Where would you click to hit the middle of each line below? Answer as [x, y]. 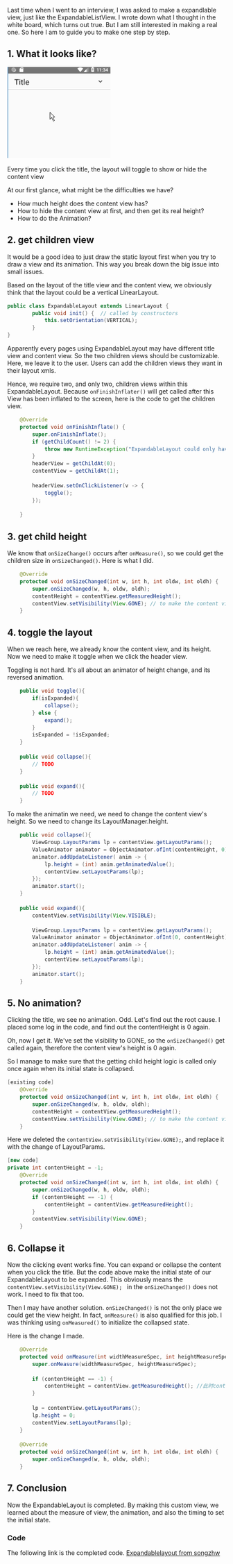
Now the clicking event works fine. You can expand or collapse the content [114, 1265]
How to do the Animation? [54, 218]
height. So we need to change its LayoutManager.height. [88, 821]
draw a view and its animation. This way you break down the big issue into [113, 264]
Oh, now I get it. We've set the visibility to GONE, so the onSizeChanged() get [116, 1041]
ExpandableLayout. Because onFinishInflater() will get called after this [111, 391]
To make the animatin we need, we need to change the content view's [107, 814]
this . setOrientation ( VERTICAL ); [91, 321]
